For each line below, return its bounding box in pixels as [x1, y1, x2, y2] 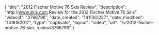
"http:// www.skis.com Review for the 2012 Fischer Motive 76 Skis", [4, 9, 138, 15]
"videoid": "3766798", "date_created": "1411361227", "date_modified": [4, 15, 144, 20]
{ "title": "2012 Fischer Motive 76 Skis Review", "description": [4, 4, 127, 10]
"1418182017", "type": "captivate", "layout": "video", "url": [4, 19, 119, 25]
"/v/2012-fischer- [119, 19, 154, 25]
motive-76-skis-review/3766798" [4, 25, 71, 31]
